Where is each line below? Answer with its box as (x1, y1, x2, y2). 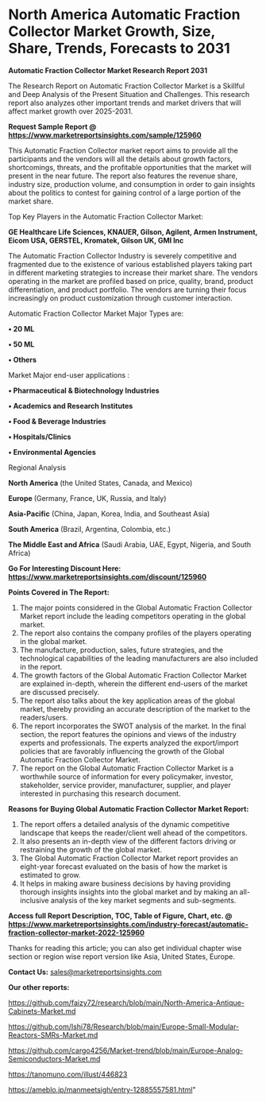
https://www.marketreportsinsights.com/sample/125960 (8, 130, 202, 140)
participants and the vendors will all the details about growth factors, (8, 153, 233, 164)
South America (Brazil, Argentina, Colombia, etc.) (8, 524, 172, 534)
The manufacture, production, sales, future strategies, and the (19, 645, 224, 654)
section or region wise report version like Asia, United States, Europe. (8, 952, 236, 961)
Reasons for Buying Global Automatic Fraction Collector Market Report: (8, 804, 249, 813)
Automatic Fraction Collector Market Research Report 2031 (8, 65, 208, 75)
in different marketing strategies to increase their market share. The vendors (8, 268, 258, 277)
